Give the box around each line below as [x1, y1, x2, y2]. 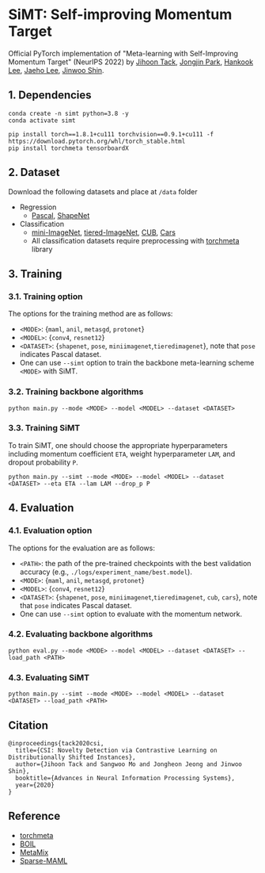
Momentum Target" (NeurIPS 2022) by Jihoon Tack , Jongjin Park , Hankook [8, 57, 254, 67]
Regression [19, 202, 57, 212]
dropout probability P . [8, 458, 78, 467]
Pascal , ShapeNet [31, 210, 90, 220]
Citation [8, 718, 49, 732]
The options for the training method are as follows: [8, 309, 173, 319]
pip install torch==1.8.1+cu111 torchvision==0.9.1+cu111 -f [8, 130, 214, 138]
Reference [8, 810, 61, 823]
